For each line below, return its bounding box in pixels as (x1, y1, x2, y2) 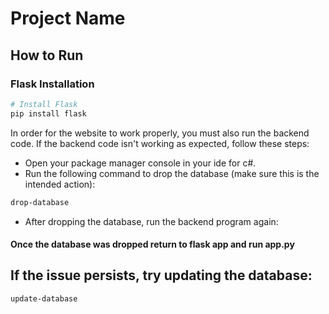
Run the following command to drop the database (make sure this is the (24, 167, 320, 179)
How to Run (10, 47, 84, 64)
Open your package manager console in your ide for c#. (24, 157, 257, 169)
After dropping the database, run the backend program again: (24, 215, 279, 227)
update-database (10, 293, 78, 304)
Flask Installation (10, 77, 95, 91)
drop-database (10, 197, 70, 207)
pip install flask (10, 108, 87, 119)
